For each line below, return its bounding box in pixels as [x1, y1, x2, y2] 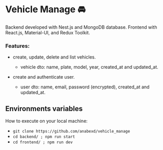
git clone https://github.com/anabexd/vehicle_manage [12, 129, 130, 134]
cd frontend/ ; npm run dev [12, 140, 73, 145]
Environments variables [5, 104, 83, 113]
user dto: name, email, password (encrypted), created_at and [20, 84, 150, 90]
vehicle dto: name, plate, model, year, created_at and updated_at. [20, 64, 158, 70]
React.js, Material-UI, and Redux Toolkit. [5, 29, 90, 35]
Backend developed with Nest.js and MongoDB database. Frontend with [5, 24, 157, 30]
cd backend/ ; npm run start [12, 134, 75, 140]
